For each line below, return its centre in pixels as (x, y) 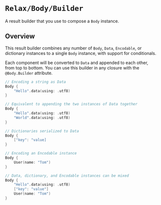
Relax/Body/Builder (44, 9)
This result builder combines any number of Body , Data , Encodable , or (73, 48)
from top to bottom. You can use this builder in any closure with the (72, 68)
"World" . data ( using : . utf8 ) (42, 118)
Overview (20, 36)
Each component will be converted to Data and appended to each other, (77, 63)
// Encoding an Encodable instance (41, 154)
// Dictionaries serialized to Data (42, 131)
